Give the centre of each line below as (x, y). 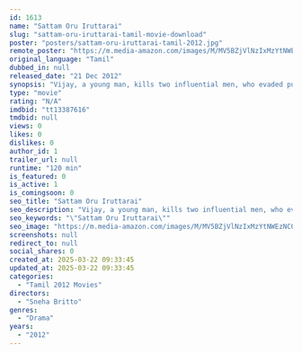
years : (22, 327)
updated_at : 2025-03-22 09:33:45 (72, 269)
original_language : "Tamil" (62, 59)
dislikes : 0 (31, 143)
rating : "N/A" (36, 101)
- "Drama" (36, 318)
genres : (24, 310)
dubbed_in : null (40, 68)
